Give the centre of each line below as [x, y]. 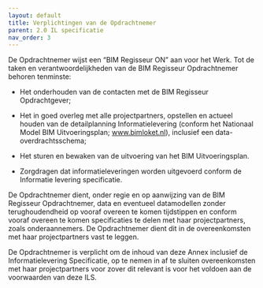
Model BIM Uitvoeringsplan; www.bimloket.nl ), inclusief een [117, 133]
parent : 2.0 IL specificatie [56, 30]
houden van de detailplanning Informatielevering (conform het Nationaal [136, 124]
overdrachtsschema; [53, 141]
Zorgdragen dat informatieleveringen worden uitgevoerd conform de [130, 171]
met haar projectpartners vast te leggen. [74, 237]
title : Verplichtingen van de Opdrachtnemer [82, 23]
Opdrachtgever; [45, 100]
